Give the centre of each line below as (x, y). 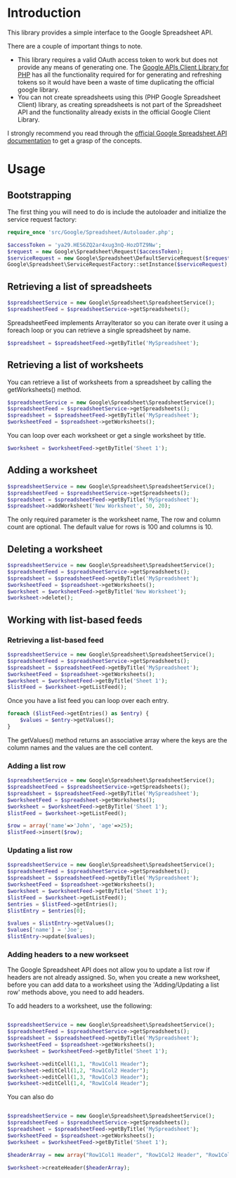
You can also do (31, 1097)
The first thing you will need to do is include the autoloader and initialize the (117, 212)
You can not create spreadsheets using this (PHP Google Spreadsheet (119, 97)
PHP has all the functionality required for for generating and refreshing (119, 75)
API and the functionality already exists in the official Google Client (114, 112)
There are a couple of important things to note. (75, 46)
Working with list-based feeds (75, 620)
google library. (38, 89)
